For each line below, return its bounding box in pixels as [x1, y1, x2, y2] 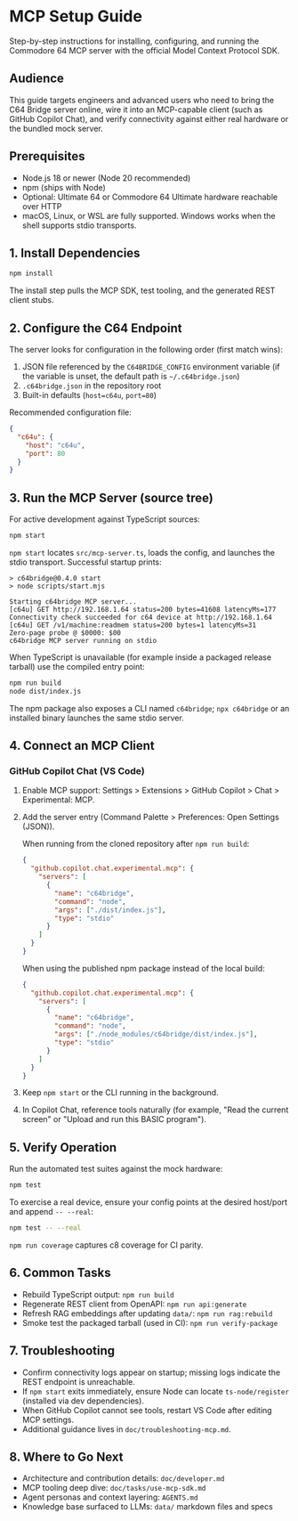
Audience [9, 71, 65, 86]
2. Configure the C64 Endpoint [9, 321, 182, 336]
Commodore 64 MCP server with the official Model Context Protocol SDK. [9, 45, 280, 55]
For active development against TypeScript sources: [9, 514, 200, 525]
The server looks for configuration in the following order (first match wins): [9, 345, 283, 355]
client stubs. [9, 295, 54, 305]
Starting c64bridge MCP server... [9, 598, 138, 606]
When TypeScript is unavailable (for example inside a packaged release [9, 652, 272, 663]
